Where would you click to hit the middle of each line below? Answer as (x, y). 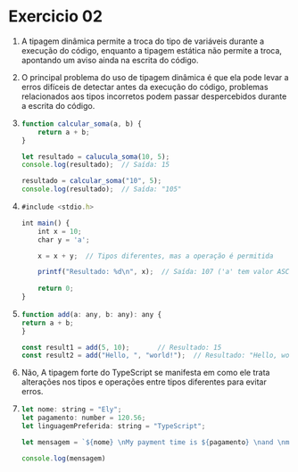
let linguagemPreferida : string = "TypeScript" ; (113, 426)
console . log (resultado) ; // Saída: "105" (101, 189)
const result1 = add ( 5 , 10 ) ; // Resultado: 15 (121, 347)
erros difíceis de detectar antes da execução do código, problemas (145, 87)
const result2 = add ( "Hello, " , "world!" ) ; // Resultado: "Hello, (149, 356)
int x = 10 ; (60, 231)
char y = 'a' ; (64, 240)
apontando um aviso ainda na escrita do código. (110, 60)
